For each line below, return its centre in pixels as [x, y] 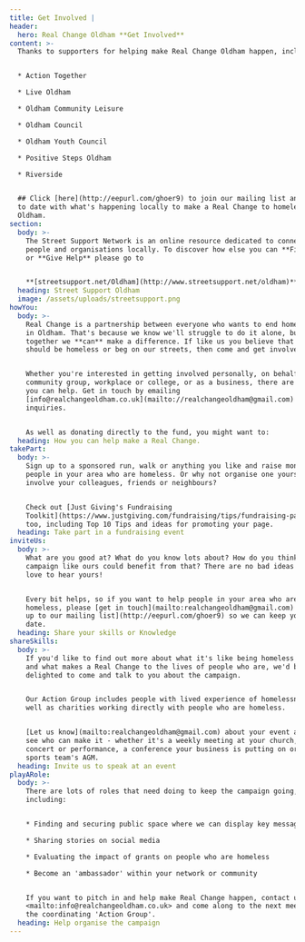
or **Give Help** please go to [85, 258]
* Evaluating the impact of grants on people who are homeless [148, 857]
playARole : [30, 774]
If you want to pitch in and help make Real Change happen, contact [158, 897]
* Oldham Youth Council [62, 142]
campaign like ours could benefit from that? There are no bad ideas [160, 566]
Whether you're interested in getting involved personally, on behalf [162, 374]
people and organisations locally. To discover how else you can [152, 249]
